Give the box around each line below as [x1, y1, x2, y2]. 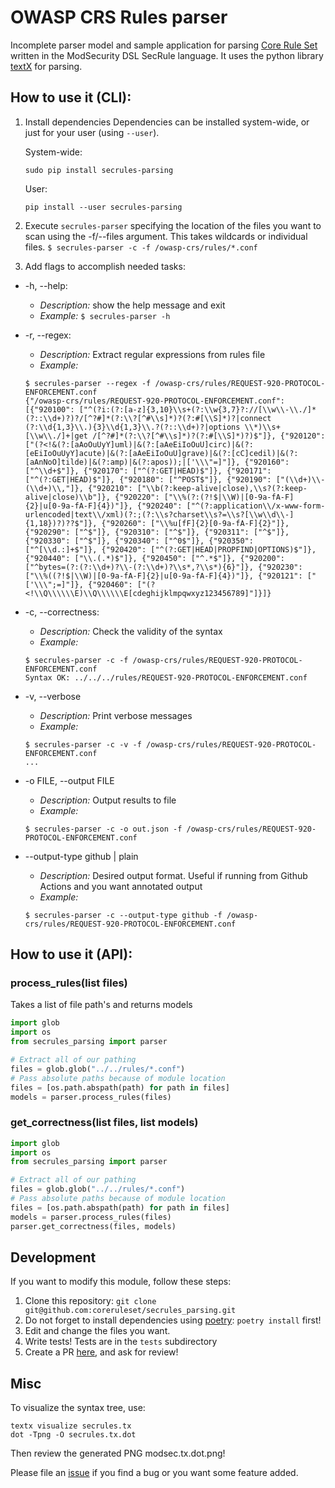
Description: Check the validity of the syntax [39, 625, 223, 637]
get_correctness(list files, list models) [10, 1116, 199, 1130]
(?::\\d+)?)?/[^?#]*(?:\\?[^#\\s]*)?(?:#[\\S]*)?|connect [24, 413, 272, 423]
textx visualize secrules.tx [10, 1421, 132, 1431]
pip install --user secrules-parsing [24, 202, 183, 212]
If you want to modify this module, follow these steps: [10, 1276, 232, 1288]
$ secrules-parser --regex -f [24, 378, 152, 388]
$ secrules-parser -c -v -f [24, 739, 142, 750]
